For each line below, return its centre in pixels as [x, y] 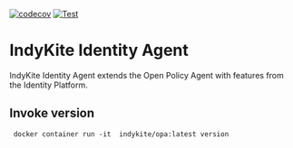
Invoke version [52, 113]
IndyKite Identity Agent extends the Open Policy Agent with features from [146, 75]
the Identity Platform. [49, 85]
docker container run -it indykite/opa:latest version [121, 134]
